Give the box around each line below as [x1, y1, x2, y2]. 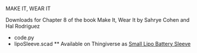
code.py [14, 34, 35, 41]
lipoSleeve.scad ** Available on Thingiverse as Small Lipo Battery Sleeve [14, 41, 191, 47]
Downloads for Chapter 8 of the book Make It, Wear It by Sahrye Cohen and [5, 16, 190, 23]
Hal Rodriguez [5, 23, 40, 29]
